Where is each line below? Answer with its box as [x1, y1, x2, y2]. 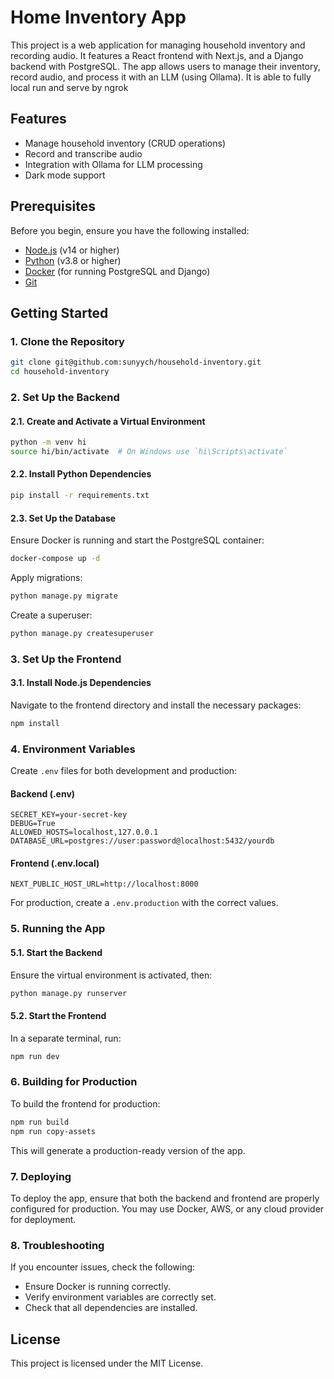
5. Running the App [10, 922, 106, 936]
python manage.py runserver [10, 988, 128, 998]
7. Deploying [10, 1169, 72, 1183]
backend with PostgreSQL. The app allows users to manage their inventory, [10, 60, 321, 72]
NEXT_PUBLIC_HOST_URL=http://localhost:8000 [10, 879, 199, 890]
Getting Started [10, 304, 109, 321]
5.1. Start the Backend [10, 947, 103, 958]
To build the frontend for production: [10, 1097, 161, 1110]
